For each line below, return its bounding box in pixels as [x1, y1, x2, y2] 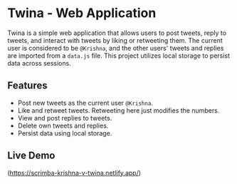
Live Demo [7, 150, 56, 162]
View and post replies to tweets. [17, 113, 112, 122]
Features [7, 80, 48, 92]
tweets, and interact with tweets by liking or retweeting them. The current [7, 36, 223, 44]
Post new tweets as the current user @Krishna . [17, 98, 153, 107]
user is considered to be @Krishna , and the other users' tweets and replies [7, 44, 224, 52]
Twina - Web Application [7, 5, 157, 21]
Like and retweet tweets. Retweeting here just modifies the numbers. [17, 106, 220, 115]
